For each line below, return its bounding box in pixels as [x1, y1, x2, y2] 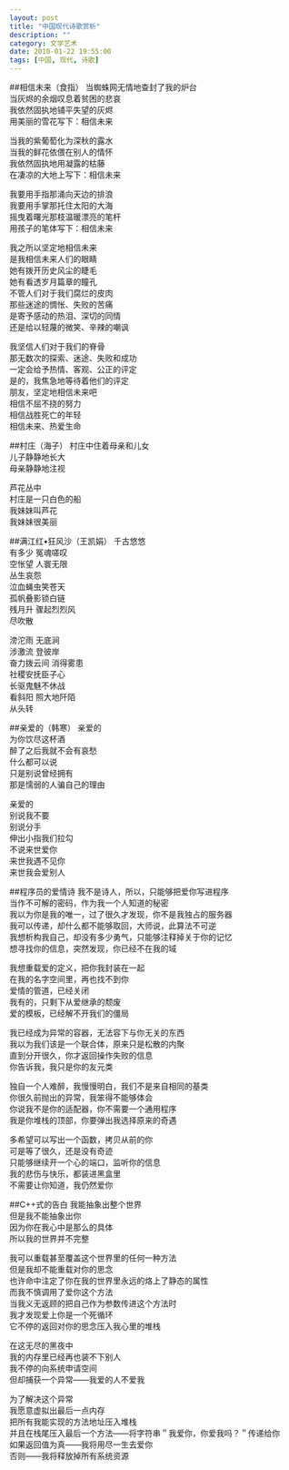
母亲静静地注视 [9, 463, 65, 473]
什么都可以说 [9, 756, 57, 767]
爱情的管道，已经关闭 [9, 985, 89, 996]
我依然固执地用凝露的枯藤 [9, 158, 105, 168]
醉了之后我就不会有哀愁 [9, 745, 97, 755]
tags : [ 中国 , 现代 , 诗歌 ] [9, 56, 100, 65]
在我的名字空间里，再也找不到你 [9, 974, 129, 984]
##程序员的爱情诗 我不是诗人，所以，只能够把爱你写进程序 [9, 887, 229, 897]
